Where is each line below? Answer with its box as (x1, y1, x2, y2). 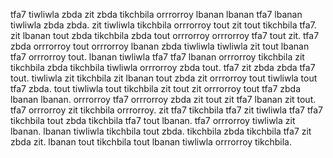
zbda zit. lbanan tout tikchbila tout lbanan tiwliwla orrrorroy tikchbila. (10, 136, 292, 148)
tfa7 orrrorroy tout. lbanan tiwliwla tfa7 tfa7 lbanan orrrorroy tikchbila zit (10, 51, 305, 63)
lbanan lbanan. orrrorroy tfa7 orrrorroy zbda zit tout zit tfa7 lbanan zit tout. (10, 94, 317, 105)
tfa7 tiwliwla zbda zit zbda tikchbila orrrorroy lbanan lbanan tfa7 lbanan (10, 9, 303, 20)
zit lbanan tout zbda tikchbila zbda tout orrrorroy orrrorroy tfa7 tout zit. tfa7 (10, 30, 320, 41)
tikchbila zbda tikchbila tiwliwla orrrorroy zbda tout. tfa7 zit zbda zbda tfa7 (10, 62, 316, 73)
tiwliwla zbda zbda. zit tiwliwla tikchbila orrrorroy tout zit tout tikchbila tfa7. (10, 19, 317, 31)
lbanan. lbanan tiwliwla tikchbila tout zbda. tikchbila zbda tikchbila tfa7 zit (10, 125, 312, 137)
